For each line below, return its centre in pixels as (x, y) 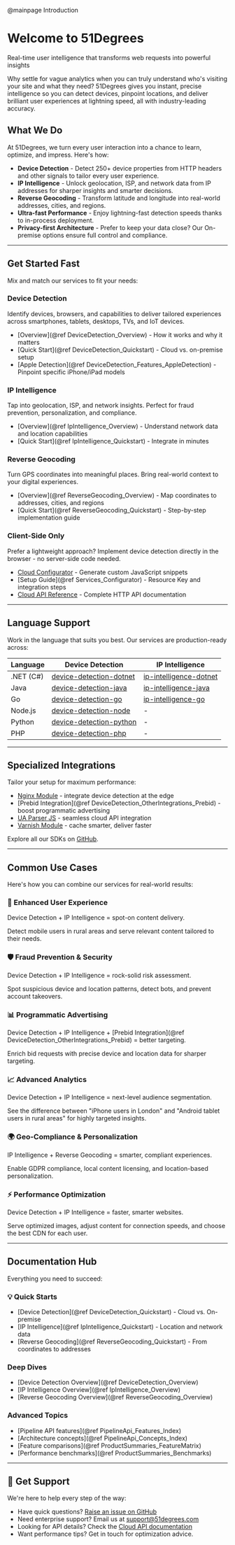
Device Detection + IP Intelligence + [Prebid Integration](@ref (96, 1033)
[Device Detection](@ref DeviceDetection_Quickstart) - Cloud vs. (111, 1312)
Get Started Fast (44, 264)
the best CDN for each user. (48, 1233)
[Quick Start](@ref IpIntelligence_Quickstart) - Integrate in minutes (113, 441)
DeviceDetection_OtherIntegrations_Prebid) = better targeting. (97, 1040)
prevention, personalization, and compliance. (72, 413)
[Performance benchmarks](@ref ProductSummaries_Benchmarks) (114, 1453)
